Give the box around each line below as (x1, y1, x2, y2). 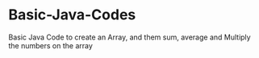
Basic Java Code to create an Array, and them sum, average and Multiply (8, 32, 252, 42)
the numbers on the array (8, 40, 93, 50)
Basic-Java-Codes (8, 6, 136, 24)
